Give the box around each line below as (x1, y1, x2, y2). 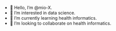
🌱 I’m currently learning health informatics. (9, 15, 97, 21)
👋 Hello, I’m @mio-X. (9, 5, 53, 10)
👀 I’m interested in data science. (9, 10, 76, 16)
